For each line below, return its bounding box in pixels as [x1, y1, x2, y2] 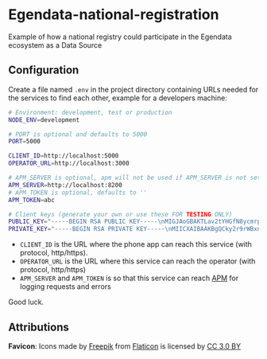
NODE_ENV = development [8, 115, 80, 124]
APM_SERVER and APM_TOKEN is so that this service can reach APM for [19, 273, 239, 283]
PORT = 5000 [8, 138, 41, 146]
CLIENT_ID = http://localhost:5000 [8, 152, 119, 160]
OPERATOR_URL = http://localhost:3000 [8, 159, 130, 168]
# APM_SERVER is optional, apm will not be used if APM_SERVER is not [8, 174, 247, 181]
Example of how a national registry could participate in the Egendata [8, 32, 232, 41]
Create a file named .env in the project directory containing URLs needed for [8, 84, 259, 94]
